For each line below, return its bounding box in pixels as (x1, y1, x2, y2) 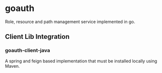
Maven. (5, 63, 20, 69)
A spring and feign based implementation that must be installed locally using (5, 58, 157, 64)
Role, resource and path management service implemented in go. (5, 19, 135, 24)
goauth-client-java (5, 47, 50, 54)
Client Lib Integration (5, 33, 70, 41)
